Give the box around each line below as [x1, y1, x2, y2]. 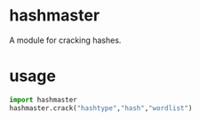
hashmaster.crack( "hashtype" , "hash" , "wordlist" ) [9, 103, 193, 112]
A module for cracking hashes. [9, 35, 122, 45]
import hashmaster [9, 95, 77, 104]
